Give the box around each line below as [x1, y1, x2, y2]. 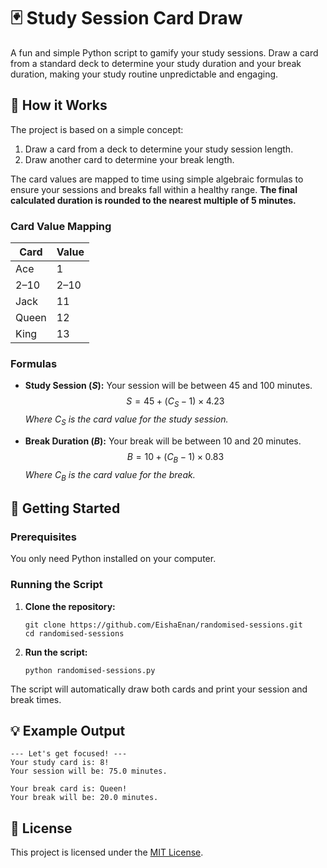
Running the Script [10, 578, 103, 592]
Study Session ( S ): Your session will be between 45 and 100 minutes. [24, 380, 313, 392]
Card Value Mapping [10, 219, 112, 233]
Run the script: [24, 646, 88, 658]
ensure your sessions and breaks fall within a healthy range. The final [10, 183, 298, 195]
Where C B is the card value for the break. [24, 468, 196, 483]
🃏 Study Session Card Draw [10, 7, 243, 30]
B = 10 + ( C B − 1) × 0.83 [126, 450, 225, 465]
